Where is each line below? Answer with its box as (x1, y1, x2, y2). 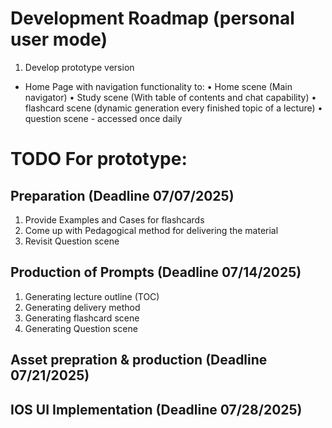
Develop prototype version (24, 61, 135, 73)
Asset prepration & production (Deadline (10, 352, 268, 369)
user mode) (10, 28, 108, 51)
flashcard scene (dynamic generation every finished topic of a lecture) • (24, 102, 323, 114)
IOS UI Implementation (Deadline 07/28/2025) (10, 401, 303, 418)
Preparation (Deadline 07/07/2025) (10, 187, 235, 204)
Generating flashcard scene (24, 312, 140, 324)
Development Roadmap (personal (10, 7, 295, 30)
